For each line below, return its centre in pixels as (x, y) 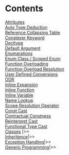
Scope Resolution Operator (32, 105)
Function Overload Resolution (35, 69)
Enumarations (19, 53)
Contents (24, 9)
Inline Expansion (21, 84)
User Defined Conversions (32, 74)
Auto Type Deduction (26, 27)
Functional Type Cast (26, 126)
